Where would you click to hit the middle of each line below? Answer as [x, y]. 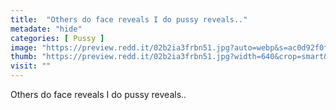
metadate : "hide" [46, 29]
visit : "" [31, 66]
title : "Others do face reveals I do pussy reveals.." [129, 19]
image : [24, 47]
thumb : [24, 57]
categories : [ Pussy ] [57, 38]
